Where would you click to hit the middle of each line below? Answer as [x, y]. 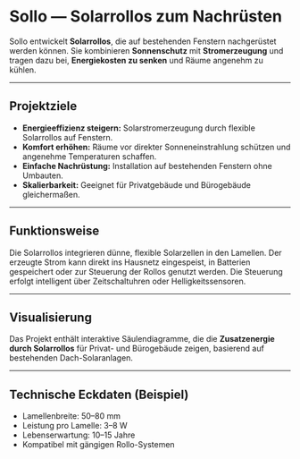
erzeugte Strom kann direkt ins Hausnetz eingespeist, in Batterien [130, 262]
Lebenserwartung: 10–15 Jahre [79, 435]
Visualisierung [50, 317]
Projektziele [43, 106]
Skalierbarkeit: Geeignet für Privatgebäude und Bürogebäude [137, 184]
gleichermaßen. [51, 194]
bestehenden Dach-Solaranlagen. [71, 358]
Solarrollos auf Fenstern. [67, 137]
